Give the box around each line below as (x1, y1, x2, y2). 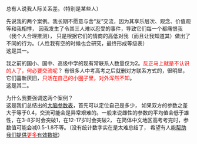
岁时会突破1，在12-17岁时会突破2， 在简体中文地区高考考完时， (30, 117, 184, 123)
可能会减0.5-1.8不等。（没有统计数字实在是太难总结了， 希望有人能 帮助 (16, 124, 187, 131)
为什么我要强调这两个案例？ (6, 94, 74, 102)
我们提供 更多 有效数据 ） (6, 132, 63, 138)
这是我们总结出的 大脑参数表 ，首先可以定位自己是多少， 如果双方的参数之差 (6, 102, 188, 109)
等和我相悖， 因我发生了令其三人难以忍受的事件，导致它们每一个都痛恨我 (6, 25, 183, 32)
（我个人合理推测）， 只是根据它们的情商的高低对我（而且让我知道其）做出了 (6, 32, 191, 40)
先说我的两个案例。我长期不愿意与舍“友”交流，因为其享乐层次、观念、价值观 (6, 18, 191, 25)
